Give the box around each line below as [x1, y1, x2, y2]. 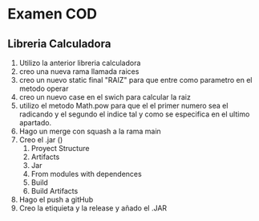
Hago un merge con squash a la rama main [18, 126, 161, 136]
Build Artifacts [30, 186, 79, 195]
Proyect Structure [30, 144, 90, 153]
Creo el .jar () [18, 135, 63, 145]
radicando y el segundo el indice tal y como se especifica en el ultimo [18, 109, 250, 119]
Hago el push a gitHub [18, 194, 94, 204]
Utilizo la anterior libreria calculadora [18, 58, 141, 68]
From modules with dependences [30, 170, 142, 178]
